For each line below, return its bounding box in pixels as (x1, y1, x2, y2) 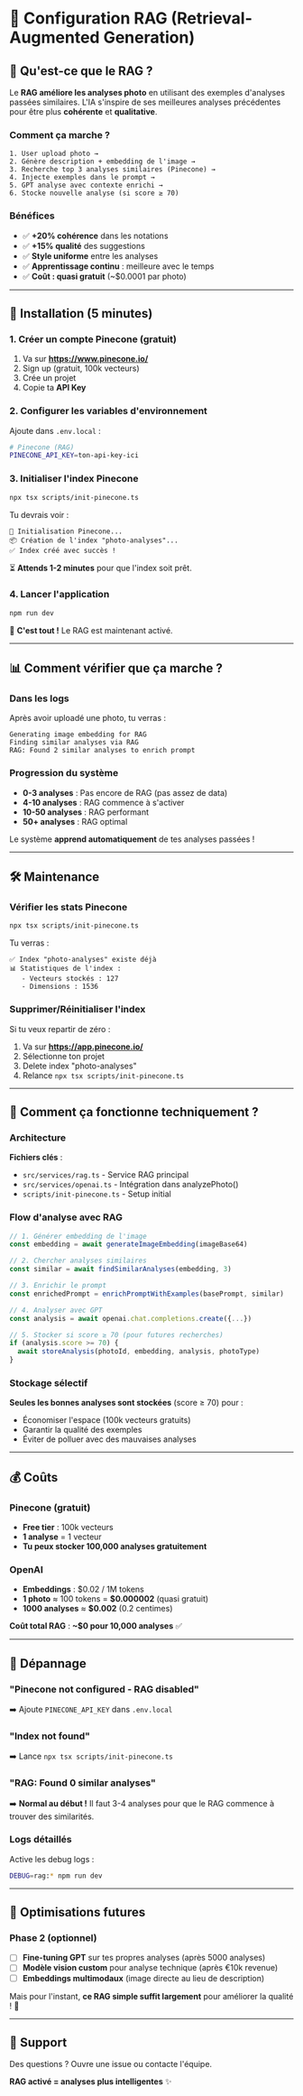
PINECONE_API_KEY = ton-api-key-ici (9, 451, 140, 460)
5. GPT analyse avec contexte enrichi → (9, 180, 164, 190)
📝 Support (9, 2035, 68, 2050)
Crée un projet (22, 373, 77, 383)
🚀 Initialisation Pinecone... (9, 527, 124, 536)
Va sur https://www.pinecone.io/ (22, 354, 149, 365)
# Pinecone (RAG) (9, 442, 75, 452)
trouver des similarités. (9, 1811, 95, 1822)
